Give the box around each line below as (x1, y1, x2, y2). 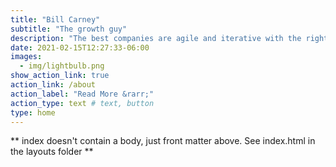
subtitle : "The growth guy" (10, 24, 128, 34)
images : (10, 52, 43, 62)
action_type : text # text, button (10, 98, 155, 108)
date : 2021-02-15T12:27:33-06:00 (10, 42, 150, 53)
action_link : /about (10, 80, 97, 90)
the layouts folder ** (10, 146, 94, 158)
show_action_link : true (10, 71, 110, 81)
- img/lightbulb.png (19, 61, 105, 71)
